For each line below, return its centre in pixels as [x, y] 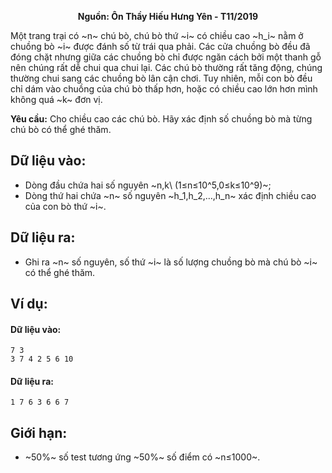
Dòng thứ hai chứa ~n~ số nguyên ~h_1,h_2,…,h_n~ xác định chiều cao [170, 195]
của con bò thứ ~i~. [65, 206]
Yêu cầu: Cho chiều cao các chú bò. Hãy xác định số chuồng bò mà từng [161, 119]
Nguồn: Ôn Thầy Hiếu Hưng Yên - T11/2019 [168, 16]
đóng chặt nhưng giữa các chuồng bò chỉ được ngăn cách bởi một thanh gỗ [166, 57]
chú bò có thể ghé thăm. [61, 129]
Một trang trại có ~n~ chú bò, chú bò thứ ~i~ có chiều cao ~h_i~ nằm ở [157, 35]
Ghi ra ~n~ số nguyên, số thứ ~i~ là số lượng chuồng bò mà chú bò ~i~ [171, 262]
